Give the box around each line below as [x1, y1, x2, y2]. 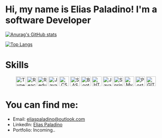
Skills [5, 59, 29, 71]
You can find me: [5, 99, 78, 111]
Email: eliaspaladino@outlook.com [12, 116, 85, 122]
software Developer [5, 14, 91, 26]
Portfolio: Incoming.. [12, 127, 56, 133]
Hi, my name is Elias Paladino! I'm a [5, 4, 157, 15]
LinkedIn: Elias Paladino [12, 121, 63, 127]
